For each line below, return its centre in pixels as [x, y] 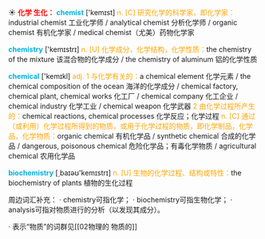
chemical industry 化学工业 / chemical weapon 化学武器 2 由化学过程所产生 [132, 106]
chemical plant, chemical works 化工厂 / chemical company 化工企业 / [123, 96]
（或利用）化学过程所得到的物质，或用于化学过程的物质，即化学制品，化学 [131, 126]
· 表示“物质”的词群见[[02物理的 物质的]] [73, 227]
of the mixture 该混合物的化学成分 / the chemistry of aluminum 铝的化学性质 [133, 59]
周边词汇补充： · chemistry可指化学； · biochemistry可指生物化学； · [121, 200]
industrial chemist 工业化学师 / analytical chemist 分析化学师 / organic [123, 22]
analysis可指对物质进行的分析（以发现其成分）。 [87, 210]
